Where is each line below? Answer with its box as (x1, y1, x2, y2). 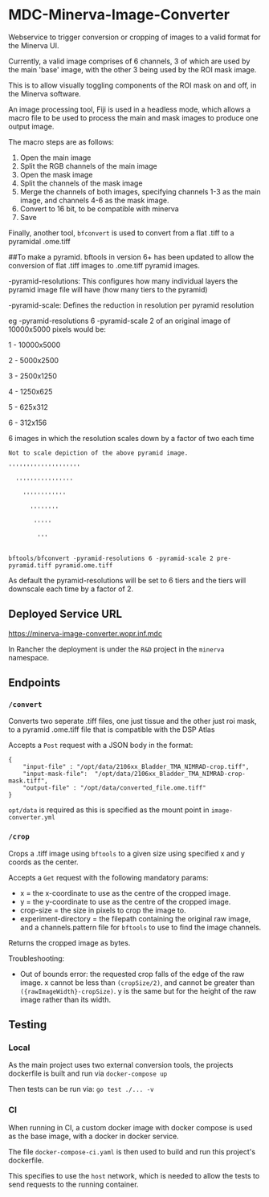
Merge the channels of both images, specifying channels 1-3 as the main (19, 186, 261, 196)
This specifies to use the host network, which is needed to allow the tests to (8, 1170, 260, 1180)
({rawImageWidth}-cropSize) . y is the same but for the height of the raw (19, 986, 257, 995)
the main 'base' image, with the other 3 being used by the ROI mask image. (8, 64, 257, 74)
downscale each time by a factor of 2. (8, 584, 134, 594)
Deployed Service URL (8, 607, 123, 621)
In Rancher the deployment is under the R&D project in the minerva (8, 644, 225, 654)
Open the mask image (19, 170, 93, 179)
